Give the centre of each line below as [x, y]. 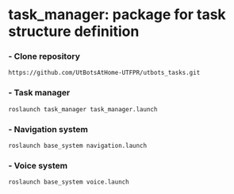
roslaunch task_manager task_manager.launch [83, 109]
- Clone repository [44, 56]
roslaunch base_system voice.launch [69, 182]
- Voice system [38, 166]
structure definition [74, 31]
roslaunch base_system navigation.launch [78, 146]
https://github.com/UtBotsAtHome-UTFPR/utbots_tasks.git [104, 73]
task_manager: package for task [117, 15]
